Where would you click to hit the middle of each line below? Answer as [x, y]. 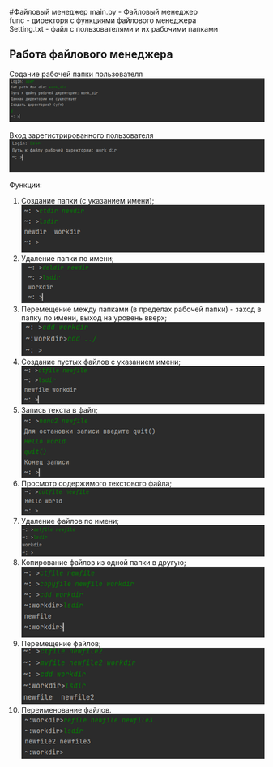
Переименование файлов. [66, 709]
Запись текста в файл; [59, 409]
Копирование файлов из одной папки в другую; [103, 563]
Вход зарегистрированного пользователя [81, 135]
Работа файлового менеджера [91, 55]
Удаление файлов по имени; [70, 521]
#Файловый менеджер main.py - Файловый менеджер [103, 12]
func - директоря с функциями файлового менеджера [103, 20]
